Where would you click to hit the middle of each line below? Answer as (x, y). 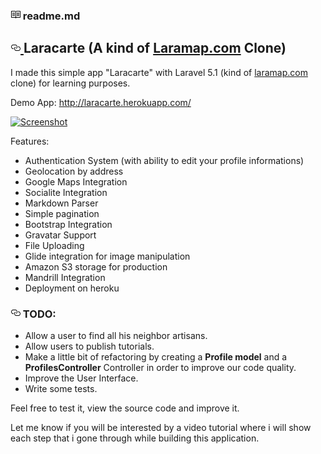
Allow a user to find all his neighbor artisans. (116, 336)
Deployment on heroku (72, 288)
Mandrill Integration (65, 277)
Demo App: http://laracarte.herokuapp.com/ (101, 102)
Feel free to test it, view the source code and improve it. (125, 408)
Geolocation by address (74, 171)
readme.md (51, 16)
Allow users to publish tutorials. (89, 346)
